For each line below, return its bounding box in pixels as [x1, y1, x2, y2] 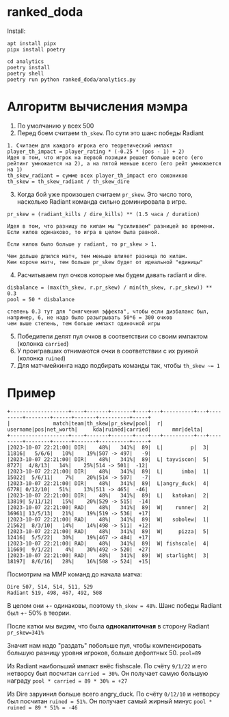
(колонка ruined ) [16, 354, 66, 362]
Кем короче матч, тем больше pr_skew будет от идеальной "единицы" [7, 259, 204, 266]
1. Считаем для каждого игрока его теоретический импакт [7, 142, 173, 149]
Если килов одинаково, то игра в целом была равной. [7, 228, 161, 235]
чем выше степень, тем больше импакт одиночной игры [7, 320, 161, 327]
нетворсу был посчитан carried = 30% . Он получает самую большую [7, 669, 208, 677]
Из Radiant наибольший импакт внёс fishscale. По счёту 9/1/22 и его [7, 661, 207, 670]
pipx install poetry [7, 46, 66, 53]
